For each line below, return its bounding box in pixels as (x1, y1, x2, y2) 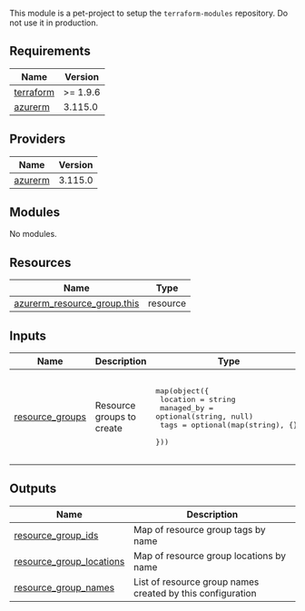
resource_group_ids (14, 528, 99, 541)
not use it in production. (9, 17, 98, 28)
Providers (9, 132, 66, 147)
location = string (160, 395, 236, 405)
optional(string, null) (155, 412, 254, 421)
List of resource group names (133, 576, 260, 588)
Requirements (9, 44, 91, 59)
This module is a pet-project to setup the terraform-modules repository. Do (9, 8, 289, 18)
